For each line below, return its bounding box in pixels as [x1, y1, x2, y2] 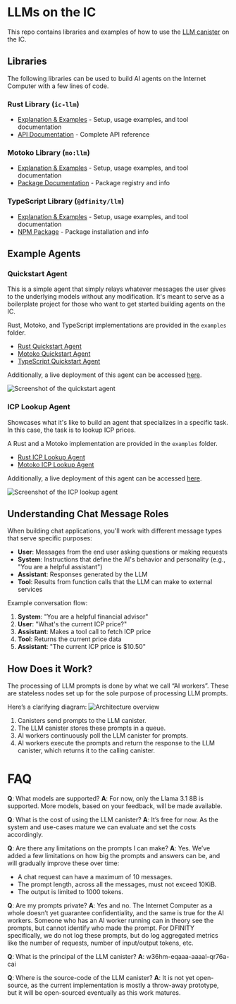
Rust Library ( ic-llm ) [7, 99, 80, 109]
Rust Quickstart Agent [17, 342, 82, 351]
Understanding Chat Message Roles [7, 508, 169, 520]
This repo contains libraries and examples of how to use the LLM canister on [7, 27, 230, 36]
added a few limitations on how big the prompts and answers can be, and [7, 852, 221, 860]
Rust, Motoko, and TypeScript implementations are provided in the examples [7, 321, 227, 330]
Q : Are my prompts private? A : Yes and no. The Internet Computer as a [7, 901, 213, 910]
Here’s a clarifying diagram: [7, 702, 87, 712]
